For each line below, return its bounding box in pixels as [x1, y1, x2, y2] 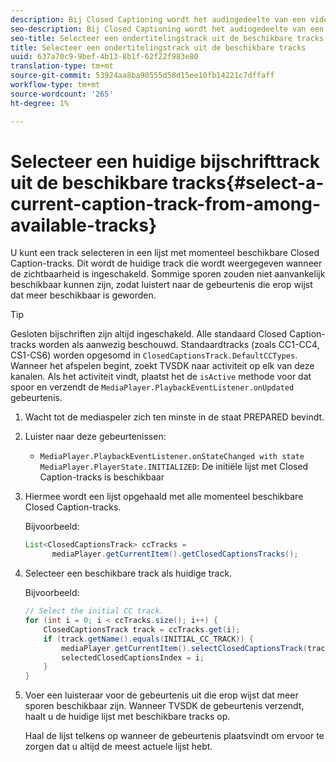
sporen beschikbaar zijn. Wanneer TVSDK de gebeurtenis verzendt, [24, 700, 305, 712]
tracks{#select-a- [171, 171, 325, 194]
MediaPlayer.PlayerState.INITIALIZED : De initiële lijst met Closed [39, 461, 309, 473]
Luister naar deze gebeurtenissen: [24, 431, 167, 443]
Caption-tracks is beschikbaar [39, 471, 165, 483]
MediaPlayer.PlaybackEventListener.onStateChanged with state [39, 452, 305, 462]
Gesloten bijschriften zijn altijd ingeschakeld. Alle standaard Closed [10, 328, 288, 340]
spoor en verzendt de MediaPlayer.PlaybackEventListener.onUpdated [10, 381, 295, 393]
